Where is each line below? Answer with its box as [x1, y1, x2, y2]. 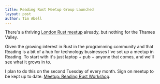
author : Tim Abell [5, 16, 42, 21]
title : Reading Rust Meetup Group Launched [5, 7, 94, 12]
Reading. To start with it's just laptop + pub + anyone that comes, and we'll [5, 54, 154, 60]
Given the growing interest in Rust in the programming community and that [5, 44, 154, 50]
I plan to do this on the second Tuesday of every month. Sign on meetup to [5, 69, 154, 74]
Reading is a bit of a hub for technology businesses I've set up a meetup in [5, 49, 154, 55]
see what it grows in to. [5, 59, 52, 65]
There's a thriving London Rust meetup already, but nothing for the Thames [5, 29, 156, 35]
